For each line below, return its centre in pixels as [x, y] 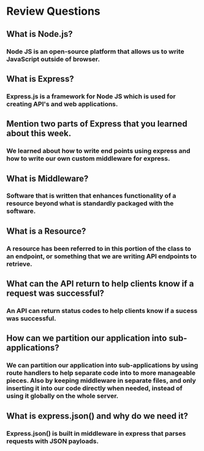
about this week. [39, 133]
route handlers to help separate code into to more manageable [101, 373]
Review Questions [53, 11]
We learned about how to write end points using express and [99, 151]
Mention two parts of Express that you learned [97, 124]
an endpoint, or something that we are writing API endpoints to [102, 256]
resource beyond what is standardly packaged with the [90, 204]
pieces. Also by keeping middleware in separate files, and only [101, 380]
